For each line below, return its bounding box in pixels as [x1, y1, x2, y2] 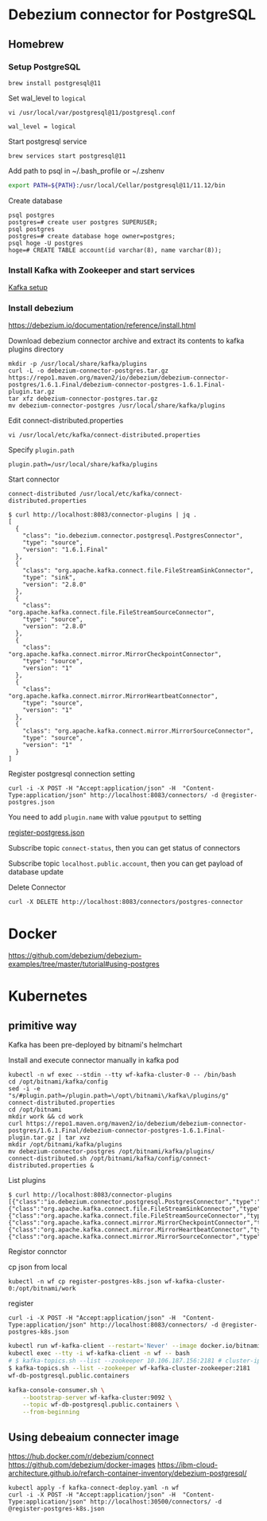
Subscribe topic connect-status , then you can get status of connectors [8, 843, 241, 853]
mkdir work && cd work [8, 1113, 83, 1121]
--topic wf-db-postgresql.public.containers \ [22, 1401, 180, 1409]
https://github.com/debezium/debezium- [8, 951, 142, 961]
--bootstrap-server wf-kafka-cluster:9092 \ [22, 1393, 172, 1401]
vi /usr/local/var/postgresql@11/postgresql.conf [8, 108, 176, 116]
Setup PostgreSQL [8, 61, 81, 73]
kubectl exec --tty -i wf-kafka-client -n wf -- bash [8, 1350, 191, 1358]
